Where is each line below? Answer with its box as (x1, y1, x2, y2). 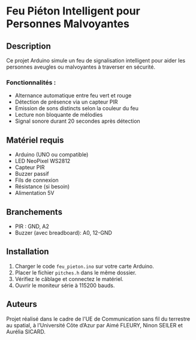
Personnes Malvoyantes (6, 17, 130, 31)
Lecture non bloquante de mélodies (14, 111, 103, 119)
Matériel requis (6, 135, 64, 145)
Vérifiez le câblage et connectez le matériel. (14, 275, 124, 282)
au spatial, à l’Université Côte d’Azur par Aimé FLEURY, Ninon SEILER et (6, 321, 183, 329)
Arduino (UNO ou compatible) (14, 151, 89, 158)
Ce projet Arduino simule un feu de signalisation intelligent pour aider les (6, 57, 186, 64)
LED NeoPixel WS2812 (14, 158, 71, 165)
